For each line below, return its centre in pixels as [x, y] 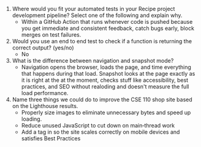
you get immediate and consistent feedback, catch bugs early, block [108, 28]
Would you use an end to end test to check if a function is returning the [102, 41]
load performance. [45, 93]
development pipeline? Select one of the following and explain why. [97, 15]
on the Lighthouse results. [45, 106]
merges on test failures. [51, 35]
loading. [32, 119]
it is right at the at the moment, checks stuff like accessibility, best [105, 80]
